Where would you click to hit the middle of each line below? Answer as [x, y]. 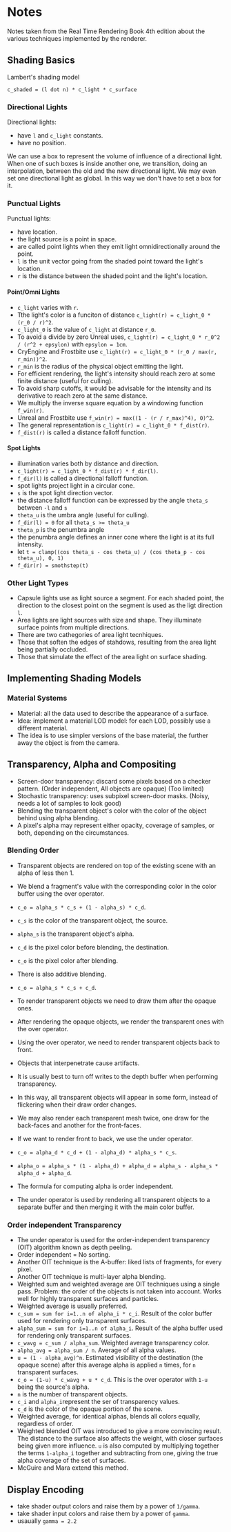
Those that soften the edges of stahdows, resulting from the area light [117, 642]
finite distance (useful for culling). [65, 380]
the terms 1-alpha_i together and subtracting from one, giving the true [118, 1453]
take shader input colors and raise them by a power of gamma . [103, 1513]
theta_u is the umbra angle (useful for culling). [83, 515]
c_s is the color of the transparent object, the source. [92, 920]
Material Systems [37, 698]
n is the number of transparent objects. [72, 1394]
